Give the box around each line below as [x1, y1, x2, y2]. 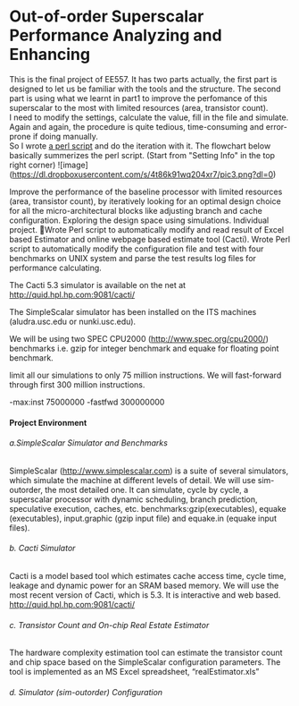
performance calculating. [9, 262, 103, 273]
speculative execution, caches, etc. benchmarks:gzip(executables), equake [9, 503, 287, 514]
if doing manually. [32, 131, 98, 141]
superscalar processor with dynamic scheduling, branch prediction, [9, 494, 258, 505]
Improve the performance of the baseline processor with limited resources [9, 186, 283, 197]
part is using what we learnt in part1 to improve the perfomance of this [9, 92, 268, 104]
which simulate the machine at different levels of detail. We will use [9, 474, 256, 485]
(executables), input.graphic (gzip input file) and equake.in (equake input [9, 513, 277, 523]
